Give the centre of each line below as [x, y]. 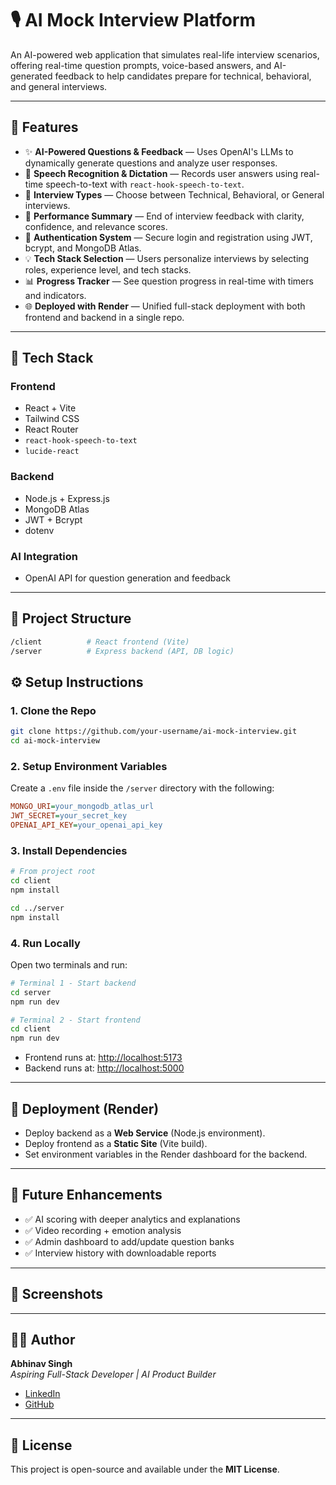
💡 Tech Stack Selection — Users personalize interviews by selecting [167, 258]
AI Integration [44, 556]
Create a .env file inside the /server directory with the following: [142, 788]
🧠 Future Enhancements [86, 1195]
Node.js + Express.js [67, 498]
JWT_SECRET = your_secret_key [69, 816]
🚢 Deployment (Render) [85, 1108]
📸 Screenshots [57, 1294]
